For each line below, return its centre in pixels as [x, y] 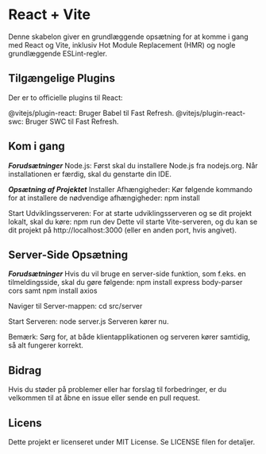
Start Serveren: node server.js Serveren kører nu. [89, 321]
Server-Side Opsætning [68, 254]
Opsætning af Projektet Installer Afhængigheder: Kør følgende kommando [130, 189]
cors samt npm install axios [53, 290]
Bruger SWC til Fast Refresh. [72, 121]
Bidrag [25, 370]
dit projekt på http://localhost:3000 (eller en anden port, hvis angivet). [122, 230]
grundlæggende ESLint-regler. [58, 53]
